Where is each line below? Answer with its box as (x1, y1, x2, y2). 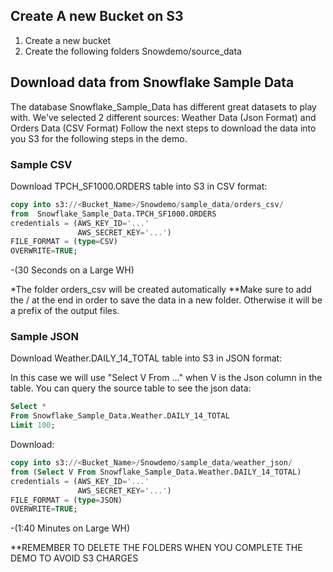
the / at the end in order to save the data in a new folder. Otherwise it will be (10, 294, 323, 306)
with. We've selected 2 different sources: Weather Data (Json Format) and (10, 111, 317, 123)
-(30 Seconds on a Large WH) (10, 264, 135, 276)
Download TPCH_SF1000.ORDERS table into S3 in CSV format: (10, 180, 268, 192)
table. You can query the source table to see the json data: (10, 382, 252, 394)
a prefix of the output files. (10, 305, 120, 317)
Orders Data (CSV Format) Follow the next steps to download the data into (10, 122, 317, 134)
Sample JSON (10, 330, 79, 344)
